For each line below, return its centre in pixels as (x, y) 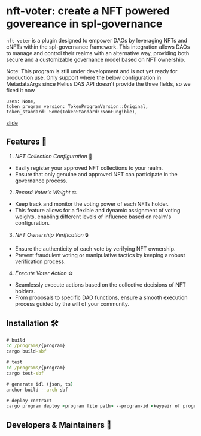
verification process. (40, 261)
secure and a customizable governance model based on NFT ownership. (96, 59)
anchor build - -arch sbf (37, 390)
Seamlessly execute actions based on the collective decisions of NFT (100, 285)
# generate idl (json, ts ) (40, 384)
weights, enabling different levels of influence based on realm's (93, 217)
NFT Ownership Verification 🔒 (51, 234)
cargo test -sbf (25, 373)
